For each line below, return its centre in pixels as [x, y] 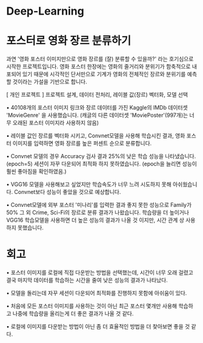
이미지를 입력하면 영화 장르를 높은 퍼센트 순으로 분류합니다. [82, 144]
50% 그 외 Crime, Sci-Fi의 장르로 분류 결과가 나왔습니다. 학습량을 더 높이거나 [98, 213]
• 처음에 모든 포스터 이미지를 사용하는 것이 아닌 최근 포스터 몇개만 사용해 [92, 306]
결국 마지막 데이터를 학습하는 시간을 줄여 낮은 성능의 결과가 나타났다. [87, 280]
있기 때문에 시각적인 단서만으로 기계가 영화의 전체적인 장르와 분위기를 [104, 74]
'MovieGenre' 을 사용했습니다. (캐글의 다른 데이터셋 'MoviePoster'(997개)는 [97, 115]
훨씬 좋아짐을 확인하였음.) [36, 171]
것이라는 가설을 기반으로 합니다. [50, 82]
